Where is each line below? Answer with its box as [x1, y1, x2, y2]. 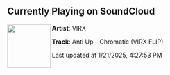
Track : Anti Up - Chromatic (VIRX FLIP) [51, 37, 164, 46]
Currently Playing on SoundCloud [7, 6, 155, 17]
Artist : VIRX [51, 24, 87, 32]
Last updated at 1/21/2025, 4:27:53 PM [51, 51, 162, 59]
